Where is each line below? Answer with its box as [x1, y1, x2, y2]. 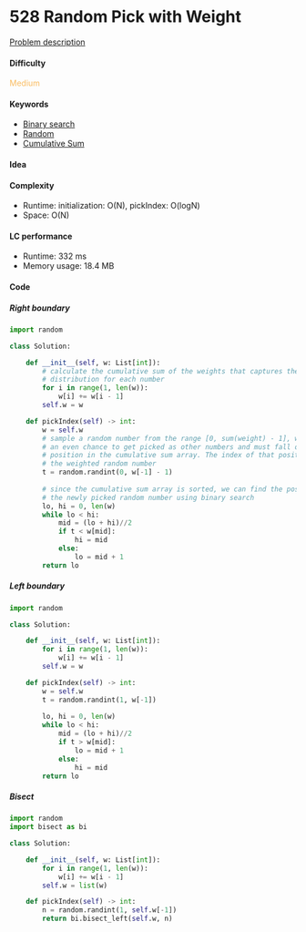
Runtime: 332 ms [22, 251, 87, 261]
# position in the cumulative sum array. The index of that [42, 451, 275, 460]
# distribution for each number [42, 375, 166, 384]
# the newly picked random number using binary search [42, 493, 255, 502]
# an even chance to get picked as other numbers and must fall [42, 442, 291, 452]
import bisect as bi [9, 823, 88, 832]
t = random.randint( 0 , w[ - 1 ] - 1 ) [42, 467, 173, 477]
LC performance [9, 230, 73, 241]
